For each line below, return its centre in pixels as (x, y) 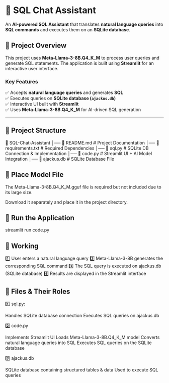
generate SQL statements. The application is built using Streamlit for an (80, 63)
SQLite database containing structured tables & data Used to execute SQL (82, 370)
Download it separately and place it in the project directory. (67, 202)
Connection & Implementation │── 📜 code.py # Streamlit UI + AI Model (79, 153)
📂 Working (22, 246)
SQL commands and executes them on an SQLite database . (68, 29)
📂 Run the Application (40, 218)
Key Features (22, 81)
